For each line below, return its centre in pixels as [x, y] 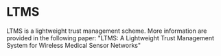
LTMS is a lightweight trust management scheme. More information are [107, 31]
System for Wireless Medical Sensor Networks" [74, 45]
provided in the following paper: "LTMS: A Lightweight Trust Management [110, 38]
